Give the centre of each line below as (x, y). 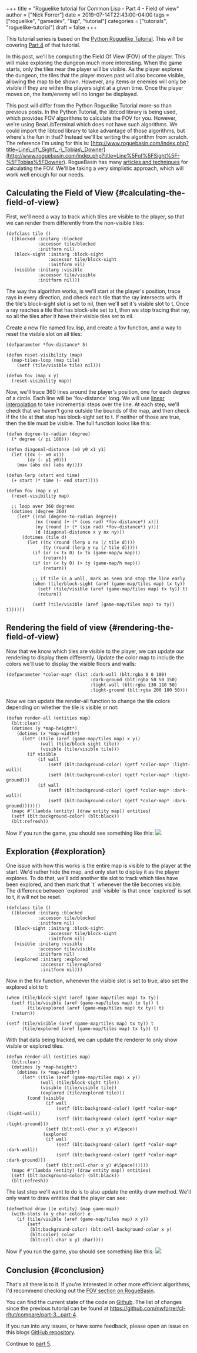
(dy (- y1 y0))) (47, 460)
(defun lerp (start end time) (43, 475)
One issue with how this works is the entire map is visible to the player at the (99, 866)
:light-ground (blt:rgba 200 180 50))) (139, 690)
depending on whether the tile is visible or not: (62, 707)
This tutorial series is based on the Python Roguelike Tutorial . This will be (95, 39)
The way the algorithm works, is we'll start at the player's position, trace (93, 291)
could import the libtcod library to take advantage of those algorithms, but (96, 130)
